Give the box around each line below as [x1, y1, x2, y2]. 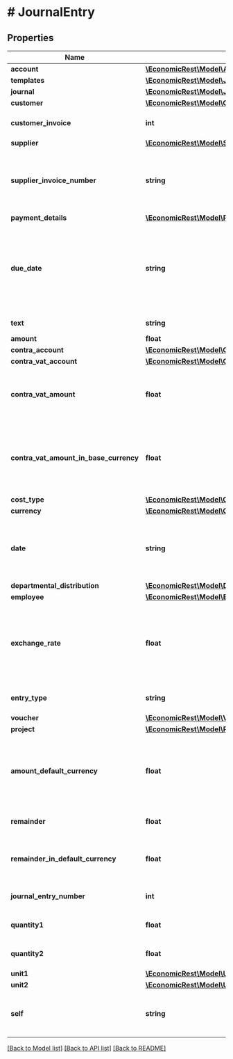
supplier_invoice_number [10, 175, 96, 185]
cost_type [10, 495, 45, 504]
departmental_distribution [10, 581, 99, 590]
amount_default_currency [10, 766, 98, 776]
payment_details [10, 213, 67, 223]
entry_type [10, 693, 47, 703]
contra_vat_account [10, 356, 78, 366]
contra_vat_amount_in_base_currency [10, 453, 139, 463]
